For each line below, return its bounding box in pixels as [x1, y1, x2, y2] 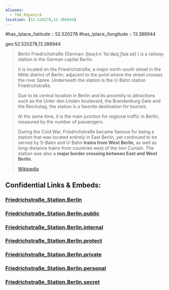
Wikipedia [17, 166, 39, 172]
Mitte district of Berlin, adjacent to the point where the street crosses [17, 72, 163, 78]
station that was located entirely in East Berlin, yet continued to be [17, 134, 157, 140]
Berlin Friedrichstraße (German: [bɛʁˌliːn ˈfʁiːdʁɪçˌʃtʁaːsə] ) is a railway [17, 51, 164, 57]
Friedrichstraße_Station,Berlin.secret [5, 279, 100, 286]
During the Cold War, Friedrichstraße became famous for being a [17, 129, 155, 135]
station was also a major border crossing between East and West [17, 151, 157, 157]
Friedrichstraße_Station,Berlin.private [5, 251, 102, 258]
